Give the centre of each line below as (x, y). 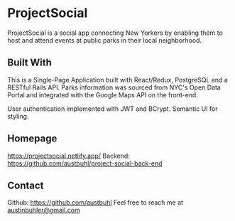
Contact (26, 185)
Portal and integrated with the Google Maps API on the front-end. (103, 95)
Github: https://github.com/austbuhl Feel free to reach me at (95, 203)
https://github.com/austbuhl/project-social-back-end (85, 163)
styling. (18, 116)
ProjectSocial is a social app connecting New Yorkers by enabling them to (115, 33)
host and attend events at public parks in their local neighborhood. (105, 40)
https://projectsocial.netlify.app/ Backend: (69, 156)
